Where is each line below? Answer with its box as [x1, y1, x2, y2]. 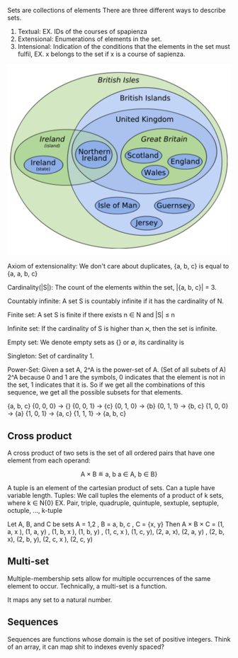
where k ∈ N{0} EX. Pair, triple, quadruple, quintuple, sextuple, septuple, [7, 499, 220, 507]
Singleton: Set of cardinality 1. [7, 352, 94, 361]
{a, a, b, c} [7, 269, 38, 278]
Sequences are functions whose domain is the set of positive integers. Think [7, 635, 231, 643]
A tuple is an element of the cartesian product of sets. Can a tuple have [7, 483, 215, 492]
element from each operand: [7, 456, 91, 465]
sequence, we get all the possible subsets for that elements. [7, 388, 183, 397]
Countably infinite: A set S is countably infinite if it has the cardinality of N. [7, 297, 225, 305]
